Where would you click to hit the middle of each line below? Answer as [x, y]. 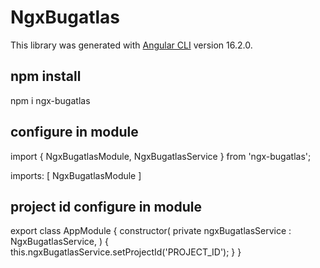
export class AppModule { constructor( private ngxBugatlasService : [151, 231]
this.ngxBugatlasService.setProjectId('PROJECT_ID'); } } [126, 252]
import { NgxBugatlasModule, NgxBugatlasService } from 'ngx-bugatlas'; [161, 156]
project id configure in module [106, 206]
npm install [46, 76]
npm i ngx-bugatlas [50, 100]
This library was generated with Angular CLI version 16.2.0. [131, 45]
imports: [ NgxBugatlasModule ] [76, 175]
